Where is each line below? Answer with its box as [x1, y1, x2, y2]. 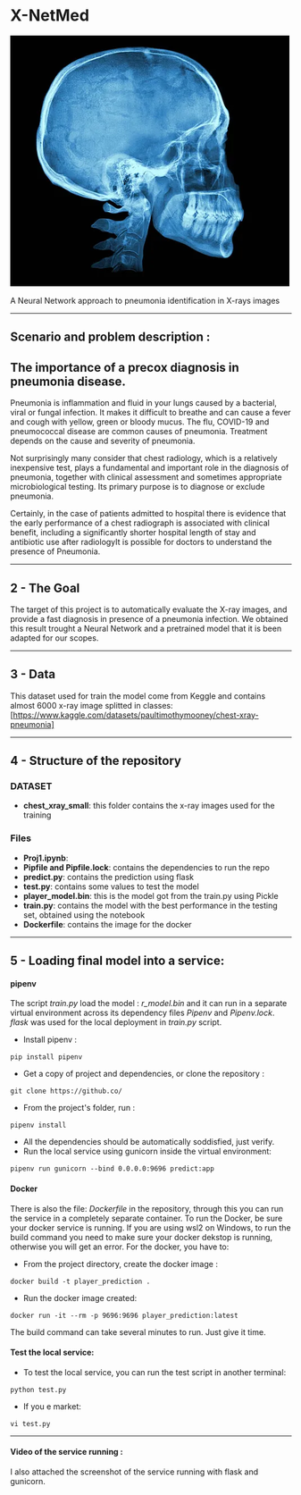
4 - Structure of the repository [10, 753, 182, 768]
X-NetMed [10, 5, 90, 26]
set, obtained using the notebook [22, 909, 146, 920]
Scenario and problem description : [10, 330, 211, 345]
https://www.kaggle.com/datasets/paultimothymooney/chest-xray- [13, 710, 259, 720]
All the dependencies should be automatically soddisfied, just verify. [22, 1137, 275, 1147]
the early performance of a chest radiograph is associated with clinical [10, 517, 271, 528]
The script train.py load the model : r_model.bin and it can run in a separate [10, 998, 288, 1009]
